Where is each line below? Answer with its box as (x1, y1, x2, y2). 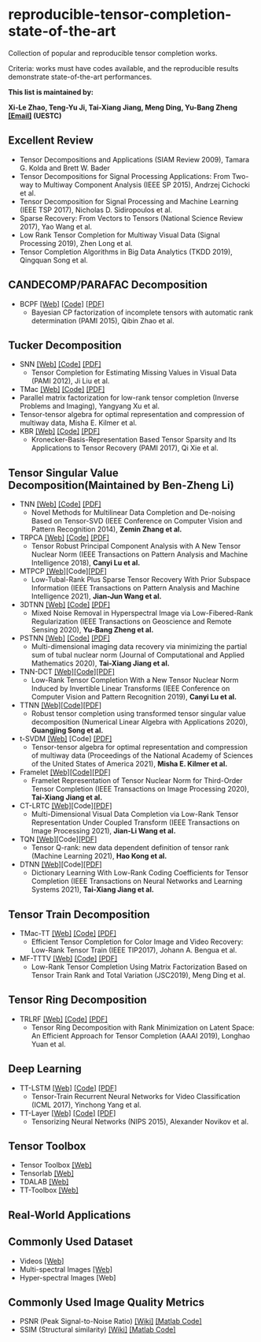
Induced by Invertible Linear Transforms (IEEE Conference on (31, 684, 230, 693)
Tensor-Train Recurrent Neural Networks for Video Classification (31, 1091, 241, 1101)
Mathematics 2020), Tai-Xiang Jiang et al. (31, 658, 171, 668)
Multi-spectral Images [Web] (19, 1264, 112, 1274)
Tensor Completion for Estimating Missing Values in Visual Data (31, 368, 237, 378)
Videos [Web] (19, 1256, 64, 1266)
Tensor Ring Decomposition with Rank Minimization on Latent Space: (31, 1023, 255, 1032)
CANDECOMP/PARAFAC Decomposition (8, 278, 208, 292)
